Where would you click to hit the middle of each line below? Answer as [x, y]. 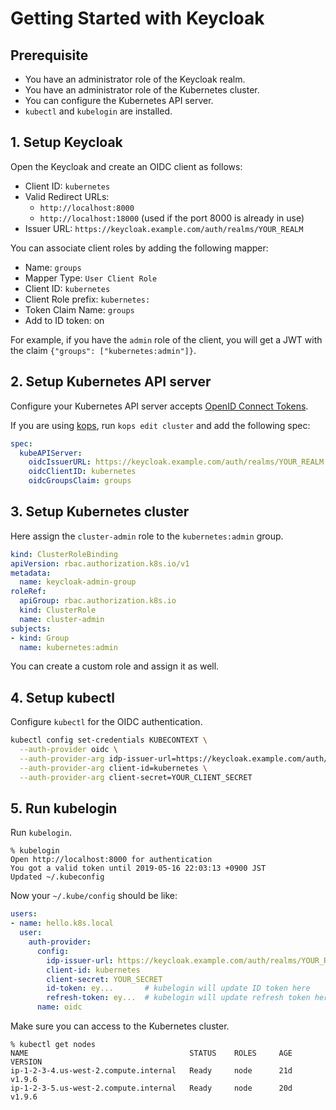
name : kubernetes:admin [68, 647]
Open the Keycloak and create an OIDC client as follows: [126, 166]
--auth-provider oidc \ [68, 750]
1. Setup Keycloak [66, 142]
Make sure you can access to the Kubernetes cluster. [120, 1026]
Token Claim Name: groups [79, 309]
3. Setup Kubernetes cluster [100, 512]
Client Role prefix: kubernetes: [87, 299]
